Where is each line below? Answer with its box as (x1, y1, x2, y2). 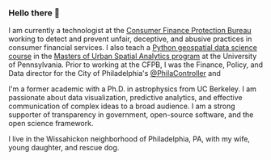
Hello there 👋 (8, 7, 61, 19)
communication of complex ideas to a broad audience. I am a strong (8, 101, 236, 112)
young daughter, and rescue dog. (8, 143, 120, 153)
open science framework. (8, 119, 94, 128)
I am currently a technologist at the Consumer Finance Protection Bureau (8, 26, 252, 36)
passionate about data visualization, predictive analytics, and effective (8, 93, 243, 103)
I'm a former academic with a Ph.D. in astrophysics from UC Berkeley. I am (8, 84, 257, 94)
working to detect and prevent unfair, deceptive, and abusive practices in (8, 34, 252, 44)
